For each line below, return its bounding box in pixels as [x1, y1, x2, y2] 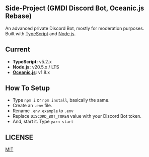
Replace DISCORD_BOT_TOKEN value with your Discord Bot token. [12, 113, 142, 119]
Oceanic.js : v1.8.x [12, 69, 50, 75]
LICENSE [5, 133, 34, 141]
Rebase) [5, 12, 32, 21]
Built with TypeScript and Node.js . [5, 30, 76, 37]
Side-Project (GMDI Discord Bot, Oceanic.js [5, 4, 144, 13]
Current [5, 45, 30, 54]
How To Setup [5, 84, 50, 93]
